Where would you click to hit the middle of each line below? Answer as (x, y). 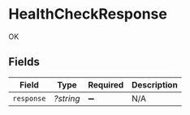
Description (155, 84)
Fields (24, 62)
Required (106, 84)
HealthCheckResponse (88, 14)
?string (67, 98)
